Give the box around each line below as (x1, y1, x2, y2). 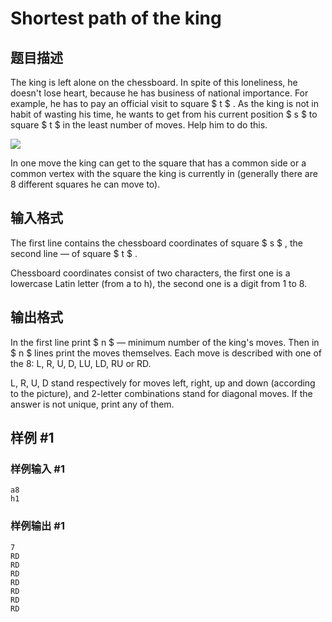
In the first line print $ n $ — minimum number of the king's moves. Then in (10, 336, 320, 348)
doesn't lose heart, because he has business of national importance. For (10, 87, 309, 99)
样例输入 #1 (10, 462, 65, 476)
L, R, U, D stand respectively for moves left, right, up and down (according (10, 377, 316, 389)
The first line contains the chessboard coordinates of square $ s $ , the (10, 237, 303, 249)
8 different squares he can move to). (10, 178, 161, 190)
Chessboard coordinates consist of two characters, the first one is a (10, 267, 291, 279)
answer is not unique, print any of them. (10, 398, 175, 410)
